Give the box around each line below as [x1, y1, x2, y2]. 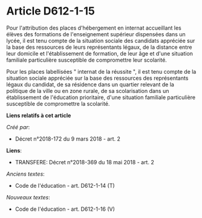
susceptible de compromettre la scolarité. [6, 100, 110, 107]
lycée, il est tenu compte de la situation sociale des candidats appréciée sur [6, 37, 195, 44]
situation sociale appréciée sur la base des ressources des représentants [6, 74, 189, 82]
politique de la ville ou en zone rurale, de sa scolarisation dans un [6, 87, 169, 94]
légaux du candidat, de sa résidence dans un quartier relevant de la [6, 80, 174, 88]
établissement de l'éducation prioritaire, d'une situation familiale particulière [6, 94, 196, 101]
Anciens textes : [6, 170, 45, 178]
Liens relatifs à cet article [6, 112, 71, 119]
